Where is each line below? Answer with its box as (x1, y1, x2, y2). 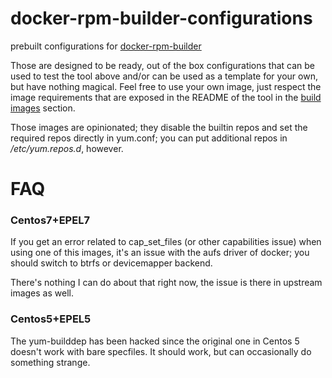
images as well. (10, 287, 74, 299)
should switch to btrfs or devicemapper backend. (10, 257, 213, 269)
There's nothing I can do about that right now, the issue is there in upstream (10, 277, 323, 289)
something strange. (10, 356, 91, 368)
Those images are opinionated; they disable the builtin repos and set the (10, 121, 308, 133)
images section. (10, 102, 76, 114)
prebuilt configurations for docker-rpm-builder (10, 40, 202, 52)
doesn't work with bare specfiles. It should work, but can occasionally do (10, 345, 312, 357)
